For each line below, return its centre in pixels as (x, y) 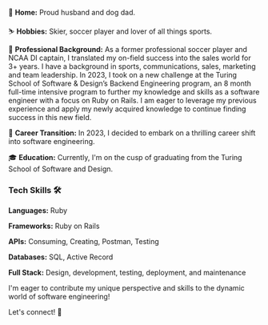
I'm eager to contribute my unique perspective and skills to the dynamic (127, 288)
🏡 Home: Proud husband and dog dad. (72, 12)
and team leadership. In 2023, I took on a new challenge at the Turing (123, 75)
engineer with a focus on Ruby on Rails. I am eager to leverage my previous (133, 100)
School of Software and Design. (61, 169)
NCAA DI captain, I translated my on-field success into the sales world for (130, 58)
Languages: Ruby (38, 211)
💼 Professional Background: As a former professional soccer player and (128, 49)
